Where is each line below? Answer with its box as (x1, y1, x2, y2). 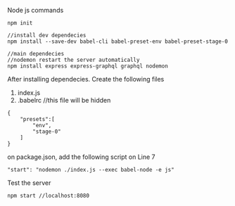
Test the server (7, 179, 51, 187)
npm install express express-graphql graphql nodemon (7, 63, 169, 70)
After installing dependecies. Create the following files (7, 75, 165, 83)
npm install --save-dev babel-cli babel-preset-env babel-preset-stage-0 (7, 38, 229, 45)
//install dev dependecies (7, 32, 87, 39)
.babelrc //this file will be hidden (17, 96, 111, 104)
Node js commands (7, 6, 64, 14)
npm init (7, 20, 33, 27)
